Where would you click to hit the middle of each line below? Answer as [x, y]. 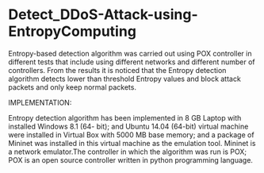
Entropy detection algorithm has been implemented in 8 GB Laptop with [125, 117]
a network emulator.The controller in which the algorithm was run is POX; [128, 152]
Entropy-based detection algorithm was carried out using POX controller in [130, 53]
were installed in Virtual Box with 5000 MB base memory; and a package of [132, 135]
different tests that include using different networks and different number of [132, 62]
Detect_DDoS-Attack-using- [103, 15]
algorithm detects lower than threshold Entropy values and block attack [125, 79]
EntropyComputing [73, 31]
